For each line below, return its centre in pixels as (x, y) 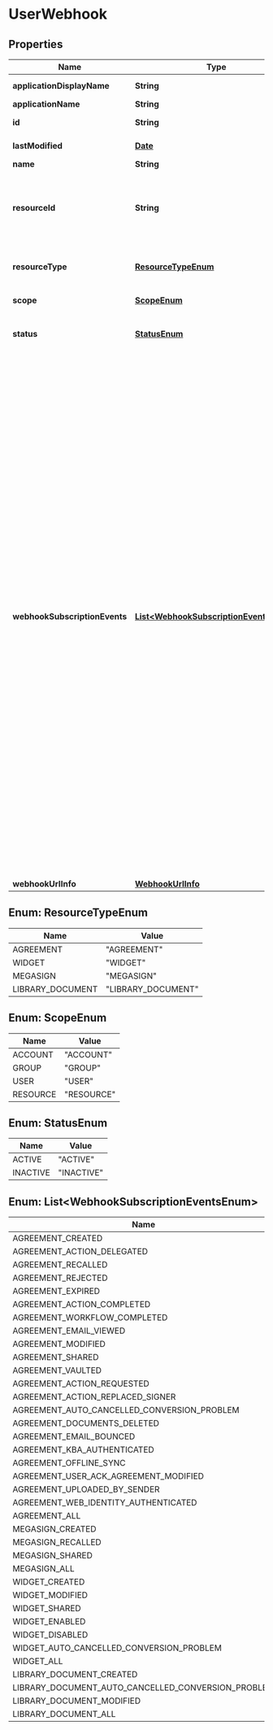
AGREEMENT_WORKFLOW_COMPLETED (90, 1318)
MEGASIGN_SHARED (53, 1556)
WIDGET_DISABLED (50, 1635)
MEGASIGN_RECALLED (57, 1542)
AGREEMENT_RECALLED (60, 1265)
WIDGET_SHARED (47, 1609)
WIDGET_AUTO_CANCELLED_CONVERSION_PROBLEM (117, 1648)
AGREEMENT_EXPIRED (56, 1292)
